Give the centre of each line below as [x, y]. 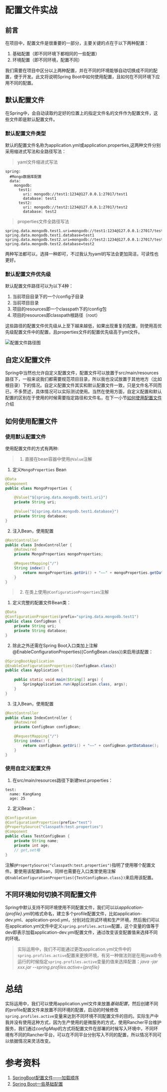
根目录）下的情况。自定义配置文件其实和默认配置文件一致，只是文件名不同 [81, 385]
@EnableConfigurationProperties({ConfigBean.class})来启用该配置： [83, 652]
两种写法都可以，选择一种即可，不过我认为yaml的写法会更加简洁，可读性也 [82, 254]
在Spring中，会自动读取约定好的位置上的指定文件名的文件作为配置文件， [80, 113]
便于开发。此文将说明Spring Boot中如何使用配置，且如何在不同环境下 [84, 77]
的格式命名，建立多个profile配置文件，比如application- [86, 914]
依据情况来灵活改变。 [31, 1041]
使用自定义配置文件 [28, 769]
